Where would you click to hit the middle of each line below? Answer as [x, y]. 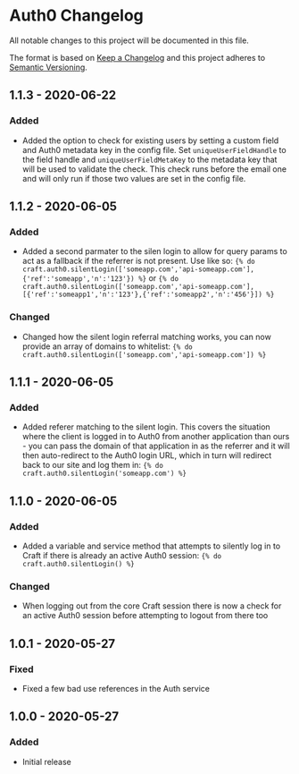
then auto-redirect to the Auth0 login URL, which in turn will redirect [147, 455]
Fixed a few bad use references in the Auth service [116, 688]
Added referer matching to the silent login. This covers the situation [146, 427]
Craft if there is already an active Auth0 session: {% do [121, 555]
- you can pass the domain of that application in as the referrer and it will [156, 446]
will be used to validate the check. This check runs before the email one [154, 169]
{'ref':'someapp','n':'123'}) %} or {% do [100, 278]
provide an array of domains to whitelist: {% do [108, 346]
